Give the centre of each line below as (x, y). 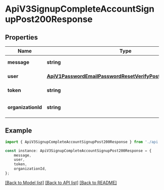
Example (19, 131)
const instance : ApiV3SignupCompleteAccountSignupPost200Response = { (78, 151)
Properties (21, 37)
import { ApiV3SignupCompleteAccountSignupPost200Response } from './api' (83, 142)
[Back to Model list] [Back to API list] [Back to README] (61, 182)
